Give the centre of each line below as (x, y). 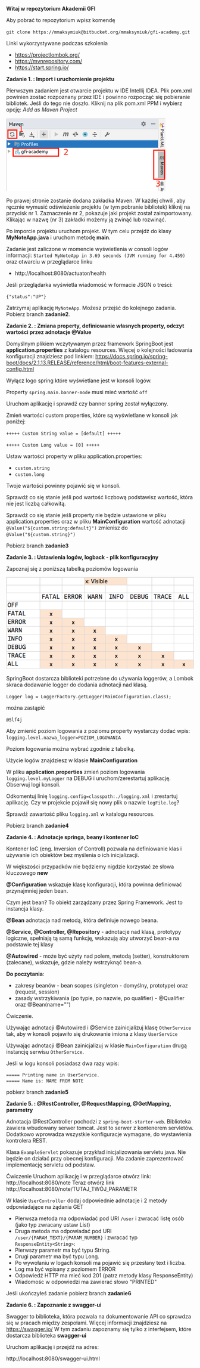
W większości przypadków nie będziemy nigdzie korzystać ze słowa (90, 866)
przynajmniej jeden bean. (37, 890)
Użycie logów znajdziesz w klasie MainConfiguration (72, 760)
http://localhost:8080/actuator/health (60, 273)
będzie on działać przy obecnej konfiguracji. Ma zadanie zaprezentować (95, 1158)
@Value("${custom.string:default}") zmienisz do (67, 528)
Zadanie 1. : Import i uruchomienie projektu (60, 79)
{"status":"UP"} (26, 297)
